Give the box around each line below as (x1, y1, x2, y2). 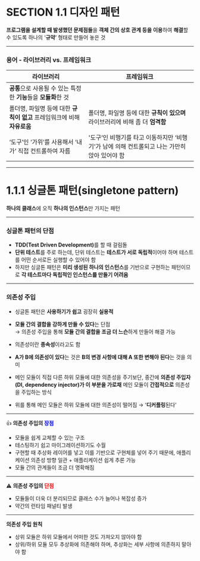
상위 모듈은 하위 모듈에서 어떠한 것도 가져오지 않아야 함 (14, 533, 142, 540)
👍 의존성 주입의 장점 (6, 419, 54, 427)
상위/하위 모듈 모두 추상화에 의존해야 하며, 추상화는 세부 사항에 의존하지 (14, 541, 180, 548)
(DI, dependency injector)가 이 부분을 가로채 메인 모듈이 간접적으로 (14, 381, 174, 388)
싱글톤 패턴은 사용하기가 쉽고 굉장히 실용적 (14, 308, 114, 315)
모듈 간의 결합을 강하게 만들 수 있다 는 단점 (14, 320, 111, 328)
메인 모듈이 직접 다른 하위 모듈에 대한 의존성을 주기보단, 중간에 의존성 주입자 (14, 374, 191, 381)
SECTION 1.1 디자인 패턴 (6, 5, 120, 19)
